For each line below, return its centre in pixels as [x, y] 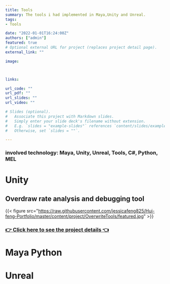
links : [12, 79]
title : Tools [19, 10]
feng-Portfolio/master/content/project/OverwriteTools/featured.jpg [75, 217]
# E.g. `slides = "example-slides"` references [59, 126]
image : [12, 61]
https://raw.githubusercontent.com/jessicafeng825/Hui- [96, 211]
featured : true [21, 43]
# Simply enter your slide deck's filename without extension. [75, 121]
